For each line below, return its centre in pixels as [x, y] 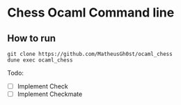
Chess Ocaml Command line [91, 13]
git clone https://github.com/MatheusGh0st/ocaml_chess [90, 54]
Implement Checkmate [50, 94]
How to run [32, 38]
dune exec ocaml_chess [40, 60]
